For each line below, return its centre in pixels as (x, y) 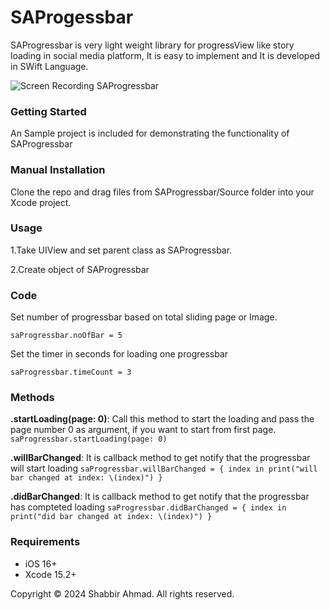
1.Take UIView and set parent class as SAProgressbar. (121, 250)
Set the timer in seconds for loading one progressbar (119, 354)
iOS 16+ (41, 563)
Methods (32, 398)
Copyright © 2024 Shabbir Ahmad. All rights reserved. (122, 593)
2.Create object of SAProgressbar (80, 269)
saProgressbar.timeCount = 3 (71, 372)
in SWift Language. (49, 66)
